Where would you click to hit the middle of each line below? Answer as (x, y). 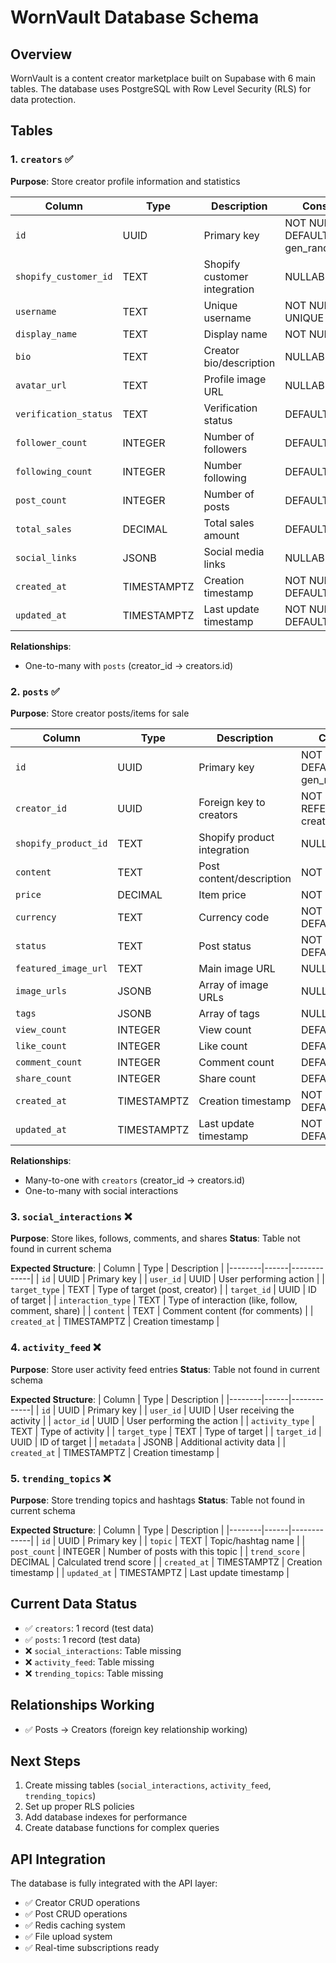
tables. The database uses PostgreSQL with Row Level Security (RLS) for (161, 89)
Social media (234, 551)
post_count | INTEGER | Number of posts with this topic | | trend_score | (158, 1551)
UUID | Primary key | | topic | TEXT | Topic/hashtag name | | (182, 1540)
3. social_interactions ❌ (71, 1216)
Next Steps (45, 1761)
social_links (46, 557)
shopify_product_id (61, 843)
